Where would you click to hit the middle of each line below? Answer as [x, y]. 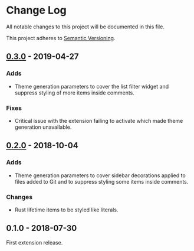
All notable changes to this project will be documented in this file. [86, 27]
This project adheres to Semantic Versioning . [61, 38]
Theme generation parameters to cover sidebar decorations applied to [100, 175]
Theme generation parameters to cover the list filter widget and [92, 86]
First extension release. [34, 242]
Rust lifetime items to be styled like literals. [66, 210]
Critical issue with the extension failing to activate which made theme [99, 120]
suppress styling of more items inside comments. [74, 93]
